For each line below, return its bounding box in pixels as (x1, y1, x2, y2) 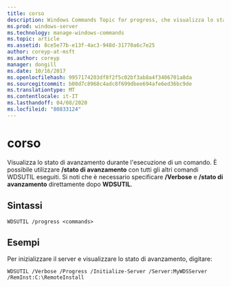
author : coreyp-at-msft (7, 49, 76, 56)
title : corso (7, 10, 45, 17)
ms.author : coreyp (7, 55, 60, 62)
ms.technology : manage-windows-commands (7, 29, 125, 36)
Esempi (7, 236, 40, 248)
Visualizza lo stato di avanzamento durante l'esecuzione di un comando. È (7, 158, 218, 166)
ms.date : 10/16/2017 (7, 67, 67, 74)
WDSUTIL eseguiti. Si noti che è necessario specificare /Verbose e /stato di (7, 172, 223, 181)
